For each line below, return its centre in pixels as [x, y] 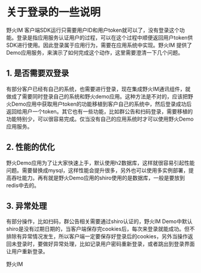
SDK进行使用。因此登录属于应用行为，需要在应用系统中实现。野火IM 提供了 [99, 45]
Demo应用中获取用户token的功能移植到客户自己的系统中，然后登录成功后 [101, 104]
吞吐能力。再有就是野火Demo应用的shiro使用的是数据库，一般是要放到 [98, 178]
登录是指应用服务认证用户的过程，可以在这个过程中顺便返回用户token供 [105, 37]
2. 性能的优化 [31, 147]
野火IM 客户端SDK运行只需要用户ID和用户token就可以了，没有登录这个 [93, 30]
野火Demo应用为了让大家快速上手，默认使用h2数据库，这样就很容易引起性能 [100, 163]
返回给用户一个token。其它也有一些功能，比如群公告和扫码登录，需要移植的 [100, 111]
